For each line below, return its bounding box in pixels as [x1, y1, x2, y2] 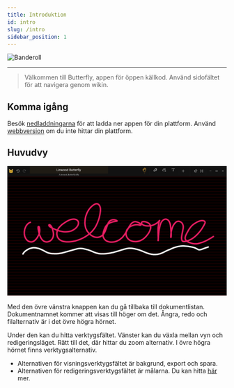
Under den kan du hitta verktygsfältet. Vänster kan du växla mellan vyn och [7, 331, 224, 339]
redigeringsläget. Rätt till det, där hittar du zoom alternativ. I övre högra [7, 339, 211, 347]
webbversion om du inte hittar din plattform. [7, 127, 133, 135]
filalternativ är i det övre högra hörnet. [7, 318, 116, 326]
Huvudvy [7, 147, 49, 159]
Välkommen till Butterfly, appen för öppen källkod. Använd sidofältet [24, 73, 220, 82]
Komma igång [7, 101, 69, 113]
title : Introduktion [7, 11, 68, 18]
